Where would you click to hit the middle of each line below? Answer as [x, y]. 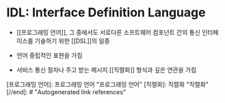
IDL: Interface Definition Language [106, 13]
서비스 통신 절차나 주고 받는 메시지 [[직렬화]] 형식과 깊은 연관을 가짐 [106, 70]
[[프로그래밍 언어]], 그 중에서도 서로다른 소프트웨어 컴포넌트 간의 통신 [108, 32]
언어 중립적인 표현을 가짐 [49, 55]
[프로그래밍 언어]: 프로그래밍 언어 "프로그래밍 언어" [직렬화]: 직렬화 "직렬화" [108, 84]
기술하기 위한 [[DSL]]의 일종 [72, 41]
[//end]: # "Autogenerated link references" [66, 92]
